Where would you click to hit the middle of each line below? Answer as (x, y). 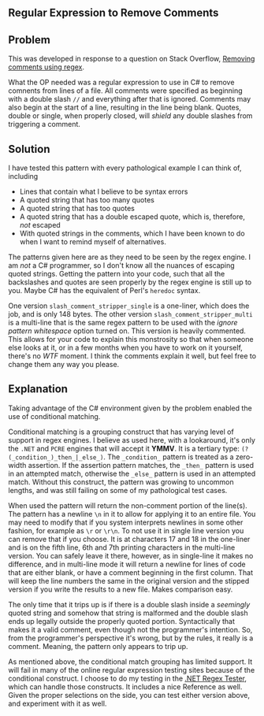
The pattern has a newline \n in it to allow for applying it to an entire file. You (132, 514)
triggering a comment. (45, 124)
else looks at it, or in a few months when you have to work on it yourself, (125, 348)
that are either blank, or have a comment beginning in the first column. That (131, 572)
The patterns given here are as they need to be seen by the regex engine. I (129, 257)
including (23, 176)
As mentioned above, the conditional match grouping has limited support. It (130, 662)
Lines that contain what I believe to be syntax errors (104, 191)
